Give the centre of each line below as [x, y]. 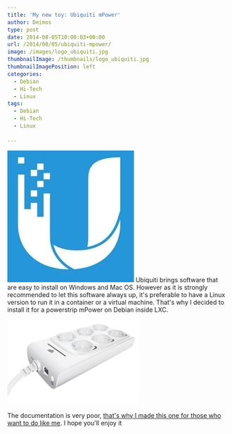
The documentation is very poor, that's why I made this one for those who [114, 415]
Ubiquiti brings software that [177, 280]
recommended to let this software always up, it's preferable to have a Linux [116, 294]
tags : [15, 104]
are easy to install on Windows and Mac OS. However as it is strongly [108, 287]
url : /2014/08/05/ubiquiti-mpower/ [59, 45]
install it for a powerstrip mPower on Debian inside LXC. [88, 310]
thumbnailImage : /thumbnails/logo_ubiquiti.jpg [78, 60]
